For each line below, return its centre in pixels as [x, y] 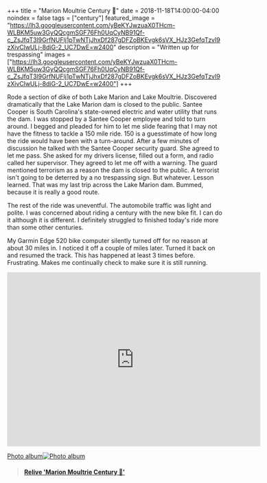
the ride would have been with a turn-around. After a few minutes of [103, 141]
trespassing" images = [39, 54]
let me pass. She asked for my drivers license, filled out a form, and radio [111, 155]
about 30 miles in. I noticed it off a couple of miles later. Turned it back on [111, 248]
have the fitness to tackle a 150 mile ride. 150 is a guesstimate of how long [112, 133]
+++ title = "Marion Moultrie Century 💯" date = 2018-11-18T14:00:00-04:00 [113, 11]
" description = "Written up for [156, 47]
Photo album [25, 456]
